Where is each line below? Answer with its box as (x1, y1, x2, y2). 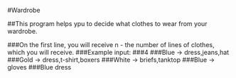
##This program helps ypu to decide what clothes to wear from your (7, 20, 208, 27)
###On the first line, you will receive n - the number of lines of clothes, (7, 41, 215, 48)
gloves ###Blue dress (7, 63, 72, 71)
